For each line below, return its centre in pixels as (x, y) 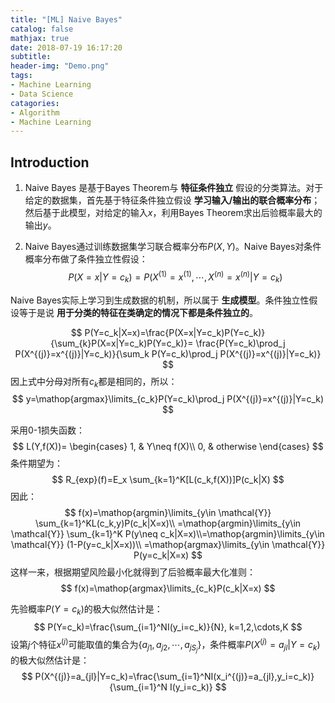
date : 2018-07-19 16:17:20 (66, 47)
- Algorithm (35, 112)
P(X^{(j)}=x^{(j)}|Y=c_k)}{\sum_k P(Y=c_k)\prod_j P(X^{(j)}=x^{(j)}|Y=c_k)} (168, 353)
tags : (21, 76)
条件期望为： (36, 463)
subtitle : (31, 57)
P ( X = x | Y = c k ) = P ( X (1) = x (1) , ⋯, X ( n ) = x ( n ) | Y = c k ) (175, 277)
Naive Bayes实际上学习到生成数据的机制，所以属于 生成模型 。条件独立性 (160, 300)
